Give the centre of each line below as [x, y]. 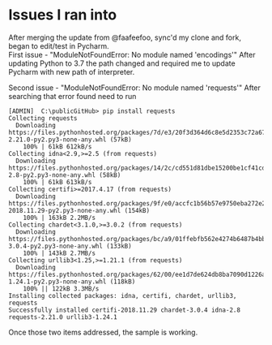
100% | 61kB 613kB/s [57, 182]
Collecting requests [43, 118]
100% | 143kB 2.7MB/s [59, 253]
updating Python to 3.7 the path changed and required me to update [122, 63]
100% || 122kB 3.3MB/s [61, 289]
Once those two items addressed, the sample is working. [103, 332]
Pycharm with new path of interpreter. [72, 71]
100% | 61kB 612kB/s [57, 147]
